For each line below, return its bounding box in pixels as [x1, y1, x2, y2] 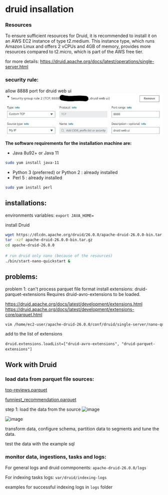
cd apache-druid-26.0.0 [5, 243, 55, 248]
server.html [5, 64, 28, 70]
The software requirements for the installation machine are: [5, 140, 132, 146]
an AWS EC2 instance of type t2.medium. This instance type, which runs [5, 38, 155, 44]
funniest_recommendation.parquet [5, 397, 76, 403]
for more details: [5, 59, 39, 65]
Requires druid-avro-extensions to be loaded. [46, 291, 141, 297]
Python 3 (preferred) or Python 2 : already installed [12, 169, 118, 175]
